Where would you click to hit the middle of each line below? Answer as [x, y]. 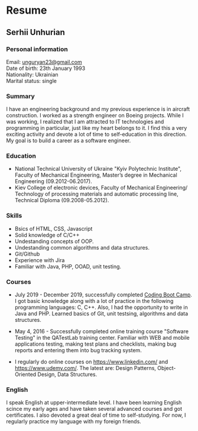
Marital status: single [32, 81]
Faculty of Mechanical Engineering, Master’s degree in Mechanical [96, 175]
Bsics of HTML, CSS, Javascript [53, 228]
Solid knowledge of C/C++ [47, 235]
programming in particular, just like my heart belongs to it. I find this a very [97, 128]
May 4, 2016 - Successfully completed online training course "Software [102, 331]
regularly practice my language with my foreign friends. [74, 422]
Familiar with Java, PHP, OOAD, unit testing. [68, 266]
